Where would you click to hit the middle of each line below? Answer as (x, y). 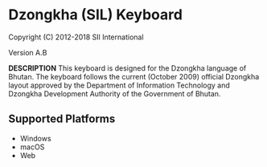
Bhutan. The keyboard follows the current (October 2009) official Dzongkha (134, 76)
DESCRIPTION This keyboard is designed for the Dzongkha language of (127, 68)
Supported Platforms (62, 119)
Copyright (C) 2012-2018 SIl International (76, 37)
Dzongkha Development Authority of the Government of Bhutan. (115, 93)
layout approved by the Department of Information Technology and (119, 85)
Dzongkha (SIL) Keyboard (96, 15)
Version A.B (28, 52)
